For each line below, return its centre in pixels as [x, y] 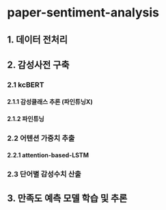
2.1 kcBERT [26, 85]
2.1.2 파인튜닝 [26, 119]
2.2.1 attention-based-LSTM [48, 155]
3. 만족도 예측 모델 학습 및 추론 [67, 198]
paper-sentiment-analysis [83, 13]
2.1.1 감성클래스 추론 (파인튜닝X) [50, 102]
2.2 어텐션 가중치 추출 [41, 138]
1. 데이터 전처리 [38, 39]
